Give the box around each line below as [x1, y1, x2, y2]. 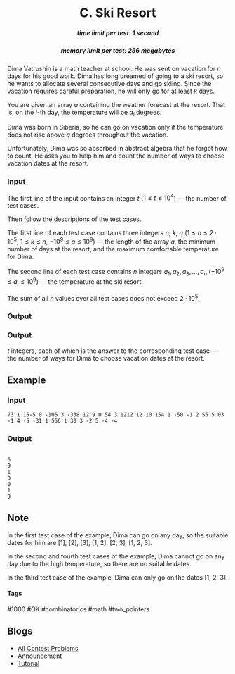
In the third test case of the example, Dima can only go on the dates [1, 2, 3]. [7, 573, 228, 582]
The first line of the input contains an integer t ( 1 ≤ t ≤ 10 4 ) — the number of [7, 192, 227, 202]
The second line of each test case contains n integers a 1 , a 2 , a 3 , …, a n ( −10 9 [7, 266, 225, 277]
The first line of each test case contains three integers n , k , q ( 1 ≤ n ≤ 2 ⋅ [7, 229, 217, 237]
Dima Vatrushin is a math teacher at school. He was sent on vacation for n [7, 64, 221, 73]
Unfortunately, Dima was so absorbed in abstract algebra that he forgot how [7, 144, 227, 153]
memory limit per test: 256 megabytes [60, 46, 175, 55]
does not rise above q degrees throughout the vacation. [7, 130, 168, 139]
